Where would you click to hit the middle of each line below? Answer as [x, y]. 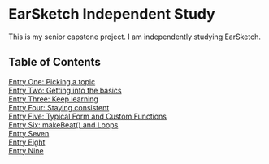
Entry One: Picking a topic [52, 81]
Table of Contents [55, 62]
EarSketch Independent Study [112, 14]
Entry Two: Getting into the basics [65, 90]
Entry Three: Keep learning [54, 99]
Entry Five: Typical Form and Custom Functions [88, 116]
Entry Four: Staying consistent [59, 107]
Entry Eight [27, 142]
